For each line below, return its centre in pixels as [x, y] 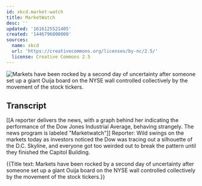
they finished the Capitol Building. [48, 152]
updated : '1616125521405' [39, 29]
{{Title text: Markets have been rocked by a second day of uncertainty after [100, 164]
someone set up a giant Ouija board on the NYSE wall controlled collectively [101, 170]
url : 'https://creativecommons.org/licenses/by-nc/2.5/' [85, 51]
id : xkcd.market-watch [35, 12]
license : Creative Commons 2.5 [51, 57]
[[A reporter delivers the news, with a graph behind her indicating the [93, 120]
